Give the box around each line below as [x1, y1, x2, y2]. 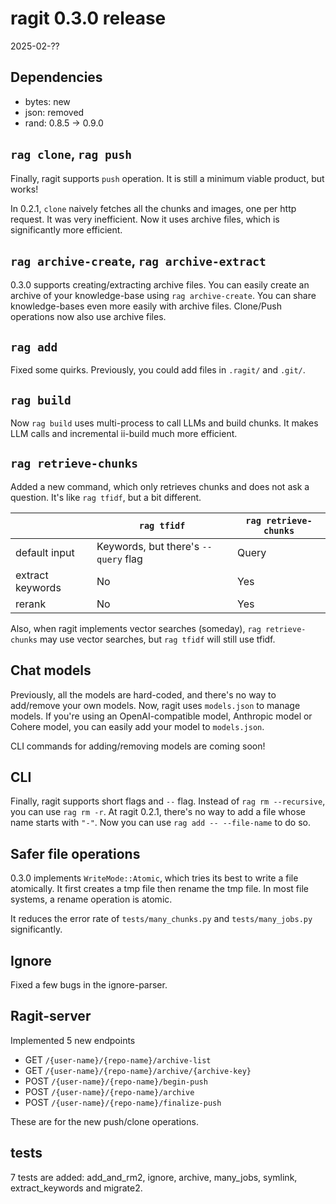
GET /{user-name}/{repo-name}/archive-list [24, 1053, 212, 1066]
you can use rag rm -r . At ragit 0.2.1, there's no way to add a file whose [10, 806, 306, 818]
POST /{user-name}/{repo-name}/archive [24, 1085, 195, 1097]
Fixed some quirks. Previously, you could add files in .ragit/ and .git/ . [10, 364, 306, 376]
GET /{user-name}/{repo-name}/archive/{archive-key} [24, 1064, 252, 1076]
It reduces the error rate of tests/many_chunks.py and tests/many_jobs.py [10, 913, 313, 925]
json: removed [24, 106, 85, 118]
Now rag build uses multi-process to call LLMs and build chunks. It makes [10, 417, 319, 429]
